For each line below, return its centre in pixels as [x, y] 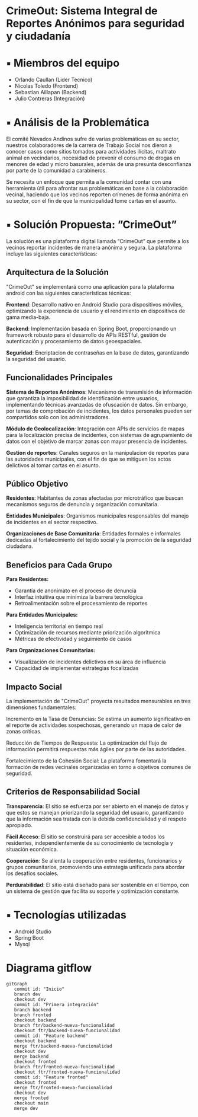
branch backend [33, 1010]
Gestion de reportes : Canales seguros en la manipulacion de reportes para [98, 452]
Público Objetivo [37, 484]
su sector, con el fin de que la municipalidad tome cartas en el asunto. [91, 201]
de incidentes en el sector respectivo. [52, 522]
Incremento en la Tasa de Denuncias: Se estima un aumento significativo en [98, 719]
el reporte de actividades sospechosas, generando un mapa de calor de [94, 725]
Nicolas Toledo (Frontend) [46, 86]
